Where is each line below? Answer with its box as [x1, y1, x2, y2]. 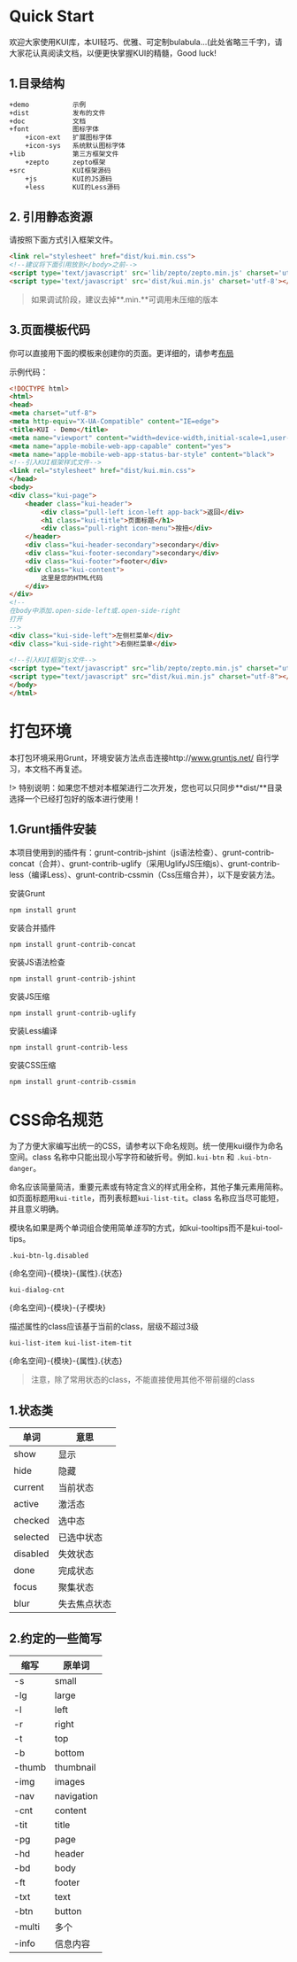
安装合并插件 [9, 922, 56, 933]
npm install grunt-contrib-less [9, 1043, 128, 1052]
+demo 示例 [9, 100, 87, 109]
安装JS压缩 [9, 991, 50, 1002]
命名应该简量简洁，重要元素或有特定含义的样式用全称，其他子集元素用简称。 [9, 1182, 288, 1192]
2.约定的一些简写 [9, 1631, 103, 1646]
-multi [13, 1920, 41, 1933]
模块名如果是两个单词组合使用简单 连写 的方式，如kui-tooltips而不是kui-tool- [9, 1222, 284, 1233]
